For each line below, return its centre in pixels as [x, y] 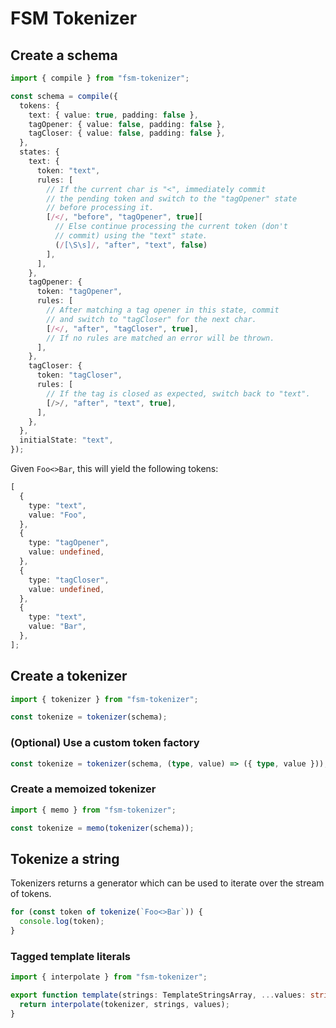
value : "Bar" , [57, 627]
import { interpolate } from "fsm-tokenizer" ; [109, 977]
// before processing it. [100, 208]
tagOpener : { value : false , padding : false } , [127, 124]
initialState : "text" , [66, 440]
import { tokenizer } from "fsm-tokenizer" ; [104, 699]
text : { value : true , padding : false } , [113, 115]
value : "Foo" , [57, 515]
